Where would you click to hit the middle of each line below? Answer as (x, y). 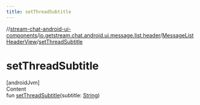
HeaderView (22, 41)
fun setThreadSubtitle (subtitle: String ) (53, 95)
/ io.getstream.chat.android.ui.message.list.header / (100, 35)
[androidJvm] (23, 82)
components (22, 35)
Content (16, 89)
